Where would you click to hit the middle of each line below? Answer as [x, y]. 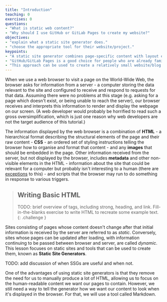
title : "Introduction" [29, 10]
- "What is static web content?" [40, 28]
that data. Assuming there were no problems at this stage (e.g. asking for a [82, 96]
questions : [16, 24]
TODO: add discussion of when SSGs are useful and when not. [69, 263]
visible [12, 163]
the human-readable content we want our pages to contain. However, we [80, 283]
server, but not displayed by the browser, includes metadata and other [78, 158]
